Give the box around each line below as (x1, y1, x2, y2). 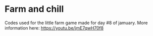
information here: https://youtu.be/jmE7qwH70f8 (4, 25, 104, 31)
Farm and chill (4, 3, 64, 15)
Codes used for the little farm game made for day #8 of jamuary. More (4, 20, 148, 26)
